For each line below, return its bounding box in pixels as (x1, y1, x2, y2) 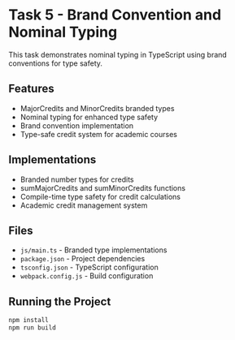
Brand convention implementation (20, 120, 134, 131)
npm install (8, 316, 49, 325)
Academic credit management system (20, 200, 148, 210)
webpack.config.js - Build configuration (20, 271, 154, 281)
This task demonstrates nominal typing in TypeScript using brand (8, 49, 228, 59)
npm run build (8, 324, 57, 332)
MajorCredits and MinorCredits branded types (20, 103, 175, 113)
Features (8, 82, 54, 96)
